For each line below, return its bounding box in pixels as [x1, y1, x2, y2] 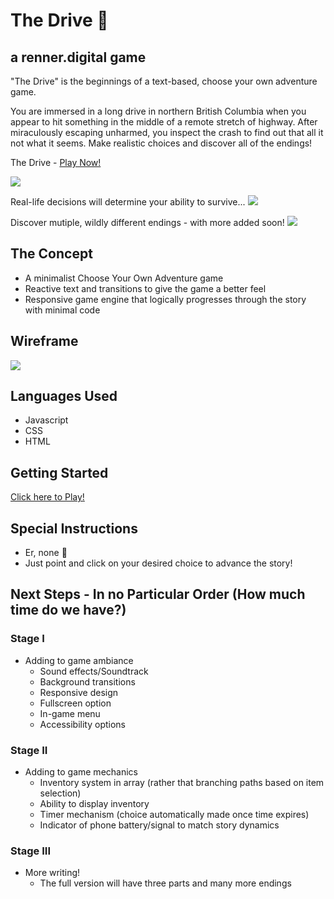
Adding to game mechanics [24, 766, 138, 778]
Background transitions [39, 675, 136, 688]
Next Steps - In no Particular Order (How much [10, 586, 306, 603]
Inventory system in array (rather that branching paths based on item [39, 777, 325, 789]
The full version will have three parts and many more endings [39, 877, 292, 889]
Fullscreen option [39, 697, 112, 709]
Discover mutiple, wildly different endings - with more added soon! [10, 217, 285, 228]
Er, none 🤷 [24, 547, 68, 559]
